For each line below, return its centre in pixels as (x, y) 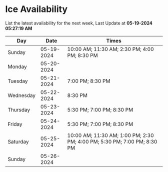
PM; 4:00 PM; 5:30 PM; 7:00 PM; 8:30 (112, 141)
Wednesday (22, 95)
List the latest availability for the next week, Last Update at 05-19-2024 (79, 23)
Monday (17, 66)
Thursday (19, 109)
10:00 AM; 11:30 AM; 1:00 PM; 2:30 (110, 135)
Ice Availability (36, 9)
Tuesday (18, 81)
